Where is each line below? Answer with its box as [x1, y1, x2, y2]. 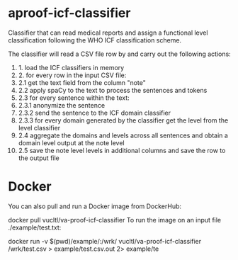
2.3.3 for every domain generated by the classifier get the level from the [18, 115, 229, 125]
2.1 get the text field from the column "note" [18, 78, 146, 86]
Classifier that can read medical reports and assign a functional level [8, 28, 208, 37]
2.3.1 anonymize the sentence [18, 101, 106, 109]
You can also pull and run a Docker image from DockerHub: [8, 202, 182, 210]
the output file [18, 154, 59, 162]
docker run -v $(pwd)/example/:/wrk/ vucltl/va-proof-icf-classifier [8, 237, 202, 245]
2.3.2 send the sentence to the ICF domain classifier [18, 108, 171, 117]
